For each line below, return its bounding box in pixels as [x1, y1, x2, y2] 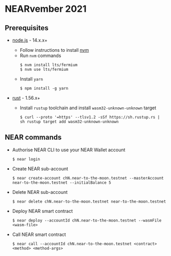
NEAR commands [5, 133, 62, 142]
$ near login [12, 156, 40, 162]
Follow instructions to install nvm [19, 47, 89, 53]
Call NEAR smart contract [12, 231, 66, 238]
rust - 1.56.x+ [12, 95, 40, 101]
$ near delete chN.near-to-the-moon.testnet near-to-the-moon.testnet [12, 199, 166, 204]
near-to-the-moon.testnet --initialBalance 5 [12, 180, 111, 185]
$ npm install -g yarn [19, 86, 69, 91]
